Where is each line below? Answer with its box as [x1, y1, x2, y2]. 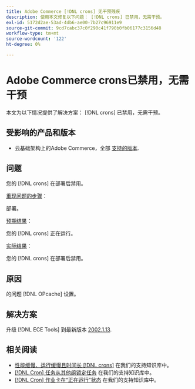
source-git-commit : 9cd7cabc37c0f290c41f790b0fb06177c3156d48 [6, 25, 162, 31]
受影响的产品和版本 [6, 128, 76, 138]
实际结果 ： [6, 242, 32, 250]
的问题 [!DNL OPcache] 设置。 [6, 290, 79, 297]
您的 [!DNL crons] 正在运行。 [6, 230, 76, 237]
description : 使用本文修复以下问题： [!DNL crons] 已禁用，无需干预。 [6, 14, 165, 20]
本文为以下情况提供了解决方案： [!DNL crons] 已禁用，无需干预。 [6, 109, 163, 116]
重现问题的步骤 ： [6, 192, 48, 200]
